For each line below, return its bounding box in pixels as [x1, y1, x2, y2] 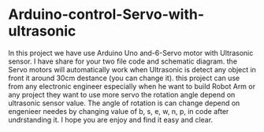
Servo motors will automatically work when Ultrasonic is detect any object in [8, 64, 256, 74]
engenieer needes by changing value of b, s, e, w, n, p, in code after [8, 106, 229, 115]
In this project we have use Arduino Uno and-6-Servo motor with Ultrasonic [8, 48, 254, 57]
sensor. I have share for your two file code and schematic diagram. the [8, 57, 238, 66]
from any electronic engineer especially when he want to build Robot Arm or [8, 81, 256, 91]
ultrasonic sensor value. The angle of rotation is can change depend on [8, 98, 240, 108]
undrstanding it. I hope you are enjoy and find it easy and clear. [8, 115, 214, 124]
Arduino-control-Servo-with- [8, 5, 205, 24]
